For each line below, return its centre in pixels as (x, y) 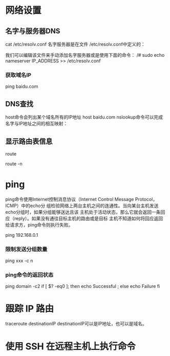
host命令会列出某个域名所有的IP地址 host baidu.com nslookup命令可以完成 (84, 117)
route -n (14, 164)
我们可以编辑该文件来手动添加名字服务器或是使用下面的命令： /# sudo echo (85, 55)
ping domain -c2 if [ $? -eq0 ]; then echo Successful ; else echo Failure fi (83, 286)
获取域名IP (18, 75)
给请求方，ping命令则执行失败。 (39, 225)
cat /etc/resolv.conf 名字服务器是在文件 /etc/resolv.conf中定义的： (75, 44)
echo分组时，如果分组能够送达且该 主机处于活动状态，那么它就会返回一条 (83, 212)
